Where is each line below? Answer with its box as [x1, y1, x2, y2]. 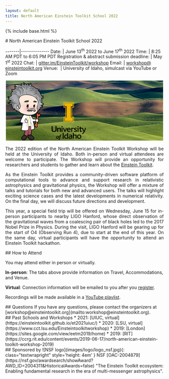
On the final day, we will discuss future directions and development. [5, 198, 146, 204]
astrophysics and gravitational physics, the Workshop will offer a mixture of [5, 182, 164, 188]
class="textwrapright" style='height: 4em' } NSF [5, 352, 106, 358]
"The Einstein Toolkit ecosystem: [95, 363, 164, 369]
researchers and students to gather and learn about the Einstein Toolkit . [5, 162, 154, 168]
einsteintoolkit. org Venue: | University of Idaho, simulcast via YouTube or [5, 65, 157, 71]
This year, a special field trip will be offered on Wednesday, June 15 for [5, 208, 157, 214]
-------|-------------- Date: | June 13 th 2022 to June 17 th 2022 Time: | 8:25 [5, 47, 161, 54]
